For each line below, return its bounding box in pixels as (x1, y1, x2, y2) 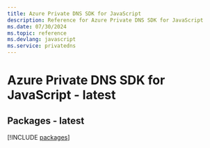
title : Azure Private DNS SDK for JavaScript (7, 10, 141, 17)
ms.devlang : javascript (7, 36, 76, 43)
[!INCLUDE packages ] (7, 133, 70, 141)
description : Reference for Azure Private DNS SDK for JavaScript (7, 17, 204, 24)
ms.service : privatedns (7, 42, 76, 49)
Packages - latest (7, 115, 85, 126)
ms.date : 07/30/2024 (7, 23, 67, 30)
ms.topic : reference (7, 29, 67, 37)
